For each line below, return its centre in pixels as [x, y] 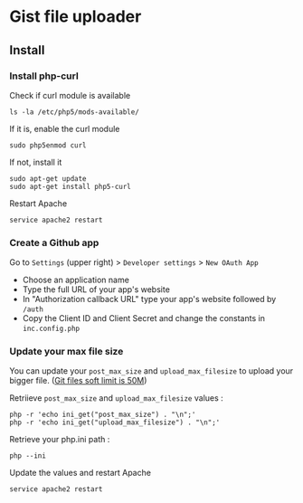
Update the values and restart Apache [80, 473]
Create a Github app [54, 242]
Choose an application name [76, 280]
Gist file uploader [76, 17]
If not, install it [36, 162]
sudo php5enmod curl [48, 145]
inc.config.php [51, 329]
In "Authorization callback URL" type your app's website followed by [149, 299]
